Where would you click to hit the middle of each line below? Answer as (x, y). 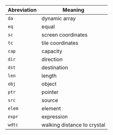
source (50, 100)
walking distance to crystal (73, 125)
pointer (50, 92)
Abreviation (22, 10)
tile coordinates (60, 43)
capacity (52, 51)
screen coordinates (64, 35)
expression (54, 117)
